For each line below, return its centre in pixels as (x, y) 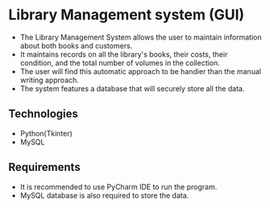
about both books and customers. (76, 45)
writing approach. (49, 80)
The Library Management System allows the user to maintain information (141, 37)
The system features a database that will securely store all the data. (132, 88)
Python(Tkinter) (46, 133)
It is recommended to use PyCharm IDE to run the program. (118, 186)
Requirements (44, 167)
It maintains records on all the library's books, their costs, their (124, 54)
